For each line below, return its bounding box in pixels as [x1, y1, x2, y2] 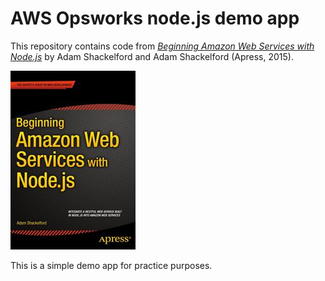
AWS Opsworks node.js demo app [10, 7, 300, 30]
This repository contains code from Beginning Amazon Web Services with [10, 40, 315, 52]
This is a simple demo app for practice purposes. [10, 259, 213, 271]
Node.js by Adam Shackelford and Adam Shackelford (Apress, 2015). [10, 50, 294, 62]
